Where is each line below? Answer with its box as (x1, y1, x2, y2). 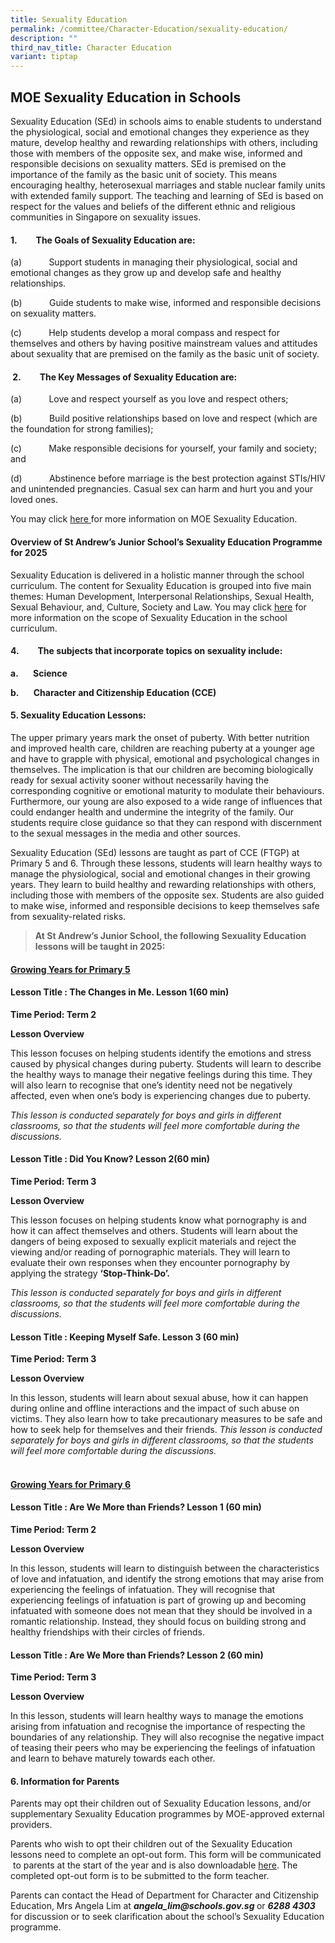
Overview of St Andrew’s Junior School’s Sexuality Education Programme (10, 536, 323, 548)
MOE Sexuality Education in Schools (10, 89, 242, 106)
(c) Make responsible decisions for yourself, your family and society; (10, 442, 318, 455)
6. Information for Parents (10, 1775, 120, 1787)
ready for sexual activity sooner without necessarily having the (10, 774, 270, 786)
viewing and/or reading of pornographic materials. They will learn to (10, 1246, 291, 1258)
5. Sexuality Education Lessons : (10, 709, 147, 721)
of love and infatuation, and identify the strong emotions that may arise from (10, 1572, 325, 1585)
